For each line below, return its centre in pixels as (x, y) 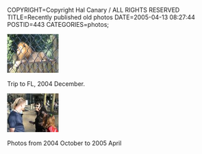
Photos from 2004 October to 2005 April (64, 143)
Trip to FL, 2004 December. (46, 84)
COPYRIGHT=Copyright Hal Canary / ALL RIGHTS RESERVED (93, 10)
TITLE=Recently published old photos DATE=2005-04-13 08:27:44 (101, 17)
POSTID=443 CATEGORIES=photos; (58, 24)
